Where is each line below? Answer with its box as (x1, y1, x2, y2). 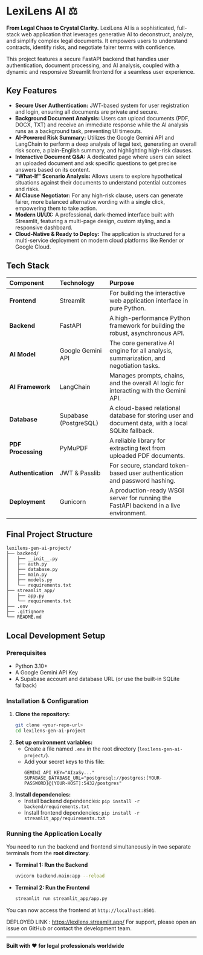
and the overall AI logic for (109, 379, 184, 387)
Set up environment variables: (14, 739, 93, 746)
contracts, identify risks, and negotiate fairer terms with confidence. (6, 44, 176, 51)
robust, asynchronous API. (109, 328, 185, 337)
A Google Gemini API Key (14, 669, 79, 676)
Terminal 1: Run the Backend (14, 861, 88, 869)
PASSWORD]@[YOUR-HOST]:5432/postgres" (24, 780, 122, 787)
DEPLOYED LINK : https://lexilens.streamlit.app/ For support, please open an (6, 918, 196, 926)
